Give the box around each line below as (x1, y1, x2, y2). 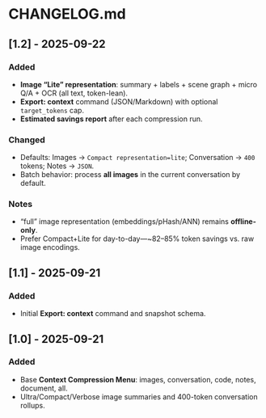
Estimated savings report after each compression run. (19, 114, 204, 124)
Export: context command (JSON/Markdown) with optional (19, 96, 218, 106)
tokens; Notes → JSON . (19, 161, 95, 171)
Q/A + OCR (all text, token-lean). (19, 88, 128, 98)
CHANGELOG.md (8, 5, 127, 23)
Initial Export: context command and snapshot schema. (19, 309, 206, 319)
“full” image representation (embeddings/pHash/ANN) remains (19, 217, 229, 226)
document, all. (19, 383, 68, 393)
